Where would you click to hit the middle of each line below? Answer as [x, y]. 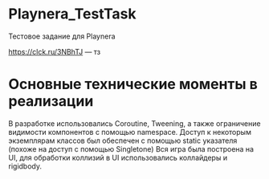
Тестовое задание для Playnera [62, 36]
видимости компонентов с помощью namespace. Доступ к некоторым [130, 132]
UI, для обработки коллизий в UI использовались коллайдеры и [118, 157]
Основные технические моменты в [133, 84]
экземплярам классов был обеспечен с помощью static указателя [123, 140]
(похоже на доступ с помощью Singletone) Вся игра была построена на [131, 148]
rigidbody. [25, 166]
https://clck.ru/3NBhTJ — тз [55, 51]
